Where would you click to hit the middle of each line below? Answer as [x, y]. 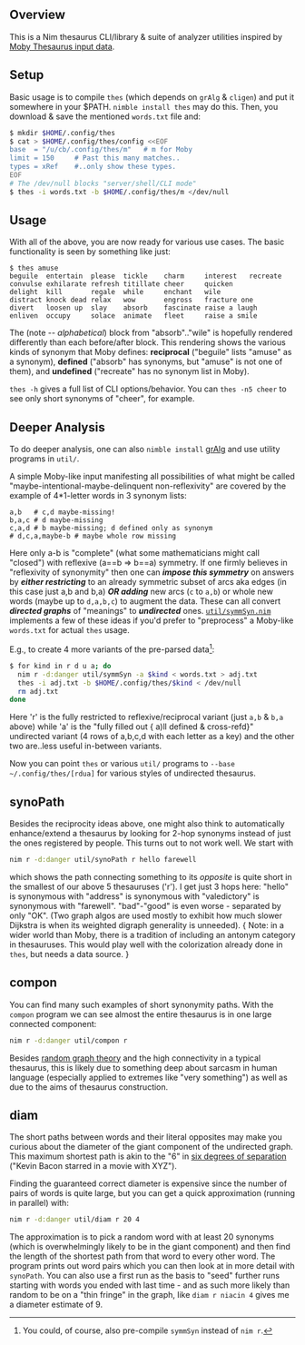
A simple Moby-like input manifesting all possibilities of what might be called [152, 477]
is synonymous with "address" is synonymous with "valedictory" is [135, 896]
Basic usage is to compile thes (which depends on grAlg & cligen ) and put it [152, 97]
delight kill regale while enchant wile [115, 292]
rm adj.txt [38, 691]
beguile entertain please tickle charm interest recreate [146, 276]
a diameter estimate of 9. [56, 1305]
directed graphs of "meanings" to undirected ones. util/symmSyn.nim [140, 611]
